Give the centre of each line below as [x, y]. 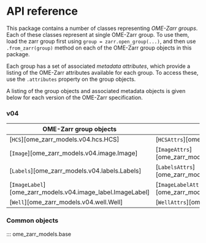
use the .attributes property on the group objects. [71, 79]
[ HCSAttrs [170, 140]
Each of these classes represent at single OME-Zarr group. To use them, [98, 34]
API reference [42, 11]
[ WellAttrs [171, 202]
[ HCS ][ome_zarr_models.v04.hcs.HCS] [64, 140]
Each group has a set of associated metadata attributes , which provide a [98, 66]
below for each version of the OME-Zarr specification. [74, 97]
